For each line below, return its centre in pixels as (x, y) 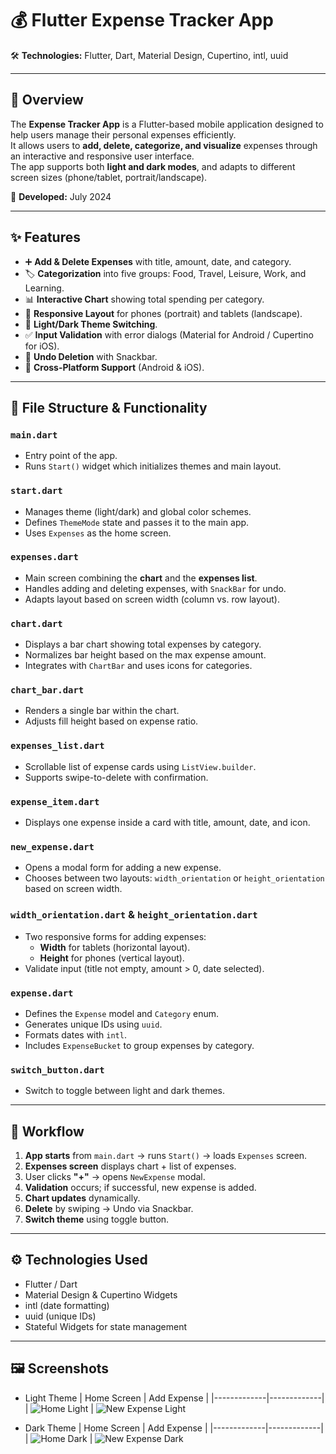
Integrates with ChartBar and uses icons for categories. (138, 666)
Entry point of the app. (71, 456)
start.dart (36, 491)
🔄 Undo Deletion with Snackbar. (91, 356)
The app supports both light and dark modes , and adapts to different (153, 166)
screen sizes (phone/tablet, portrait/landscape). (109, 177)
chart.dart (36, 623)
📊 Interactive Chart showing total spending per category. (144, 299)
